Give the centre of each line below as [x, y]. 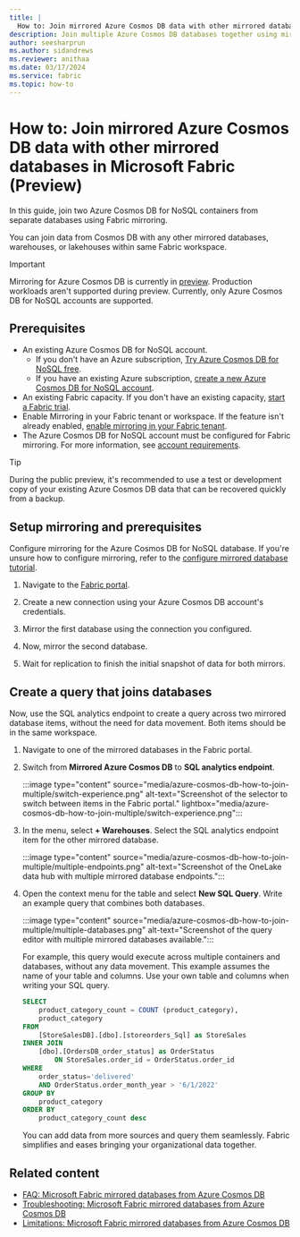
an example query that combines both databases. [113, 903]
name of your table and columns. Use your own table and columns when [155, 976]
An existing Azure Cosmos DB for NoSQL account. [115, 350]
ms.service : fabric [46, 76]
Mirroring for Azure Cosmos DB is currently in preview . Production [131, 281]
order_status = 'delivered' [87, 1076]
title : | [25, 17]
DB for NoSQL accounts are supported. [81, 300]
